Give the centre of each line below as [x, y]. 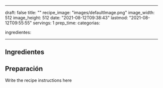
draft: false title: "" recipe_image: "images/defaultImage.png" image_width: [80, 12]
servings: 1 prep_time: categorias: [67, 23]
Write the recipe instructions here [38, 80]
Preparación [24, 69]
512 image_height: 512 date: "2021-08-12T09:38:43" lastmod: [67, 18]
